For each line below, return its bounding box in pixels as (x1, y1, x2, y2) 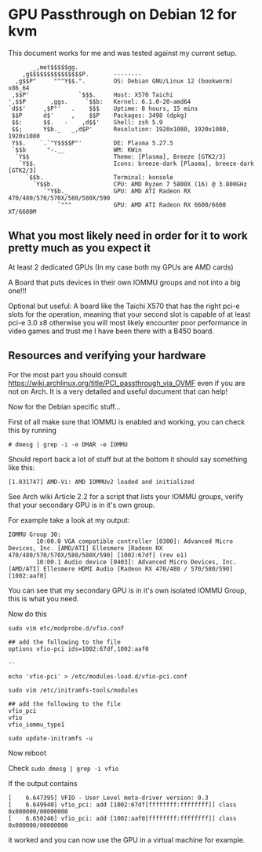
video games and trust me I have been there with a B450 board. (8, 326, 214, 336)
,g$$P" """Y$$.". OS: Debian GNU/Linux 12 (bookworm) (15, 77, 234, 85)
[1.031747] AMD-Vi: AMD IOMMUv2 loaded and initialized (8, 478, 195, 486)
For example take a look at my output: (8, 515, 130, 524)
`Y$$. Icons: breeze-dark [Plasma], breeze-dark (18, 160, 255, 167)
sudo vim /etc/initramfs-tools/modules (8, 686, 139, 694)
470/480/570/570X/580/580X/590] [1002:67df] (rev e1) (8, 551, 188, 559)
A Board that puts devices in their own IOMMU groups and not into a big (8, 277, 241, 287)
